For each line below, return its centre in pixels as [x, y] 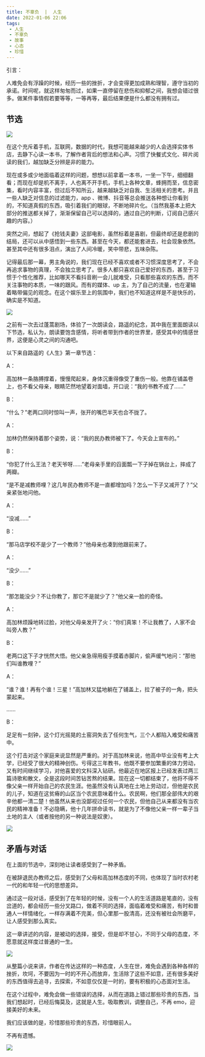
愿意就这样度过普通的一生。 [41, 942]
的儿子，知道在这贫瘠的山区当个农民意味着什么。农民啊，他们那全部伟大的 [100, 793]
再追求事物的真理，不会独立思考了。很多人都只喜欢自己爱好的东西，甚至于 [100, 269]
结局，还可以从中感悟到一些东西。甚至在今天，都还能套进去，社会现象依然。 [103, 241]
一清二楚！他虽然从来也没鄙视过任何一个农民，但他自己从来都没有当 [108, 801]
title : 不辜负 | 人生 [34, 12]
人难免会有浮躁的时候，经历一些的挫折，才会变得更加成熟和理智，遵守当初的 [103, 82]
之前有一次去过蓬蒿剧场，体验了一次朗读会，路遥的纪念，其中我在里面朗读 [100, 324]
